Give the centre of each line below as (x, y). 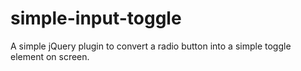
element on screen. (50, 56)
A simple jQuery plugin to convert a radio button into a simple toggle (151, 46)
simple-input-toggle (96, 18)
